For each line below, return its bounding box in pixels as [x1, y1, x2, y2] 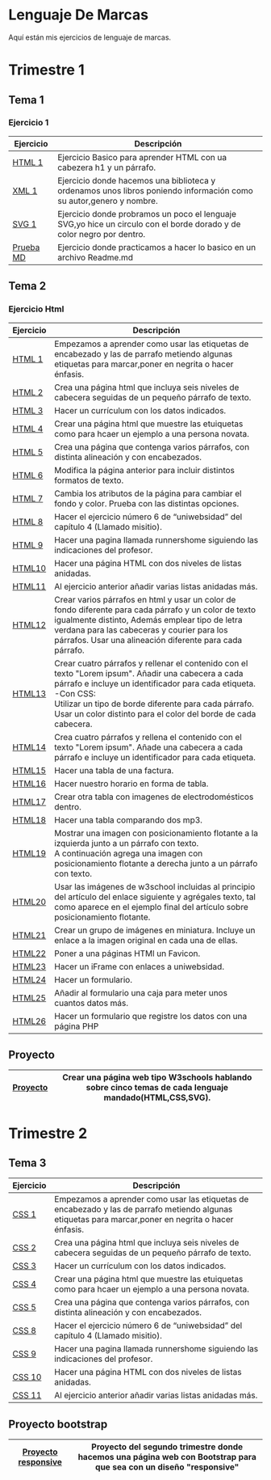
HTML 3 [12, 404, 44, 416]
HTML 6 [12, 469, 44, 480]
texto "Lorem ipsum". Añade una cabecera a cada [54, 742, 244, 753]
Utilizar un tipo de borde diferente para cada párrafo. [54, 698, 254, 709]
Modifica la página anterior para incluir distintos [54, 464, 236, 476]
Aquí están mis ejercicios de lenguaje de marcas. [8, 32, 172, 42]
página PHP [54, 1021, 99, 1032]
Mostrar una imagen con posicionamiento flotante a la [54, 827, 258, 839]
